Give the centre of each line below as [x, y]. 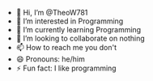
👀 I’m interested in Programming [70, 21]
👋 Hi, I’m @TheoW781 [52, 13]
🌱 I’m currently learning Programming [79, 30]
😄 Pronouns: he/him [50, 59]
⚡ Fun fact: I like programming [66, 68]
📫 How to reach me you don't [66, 47]
